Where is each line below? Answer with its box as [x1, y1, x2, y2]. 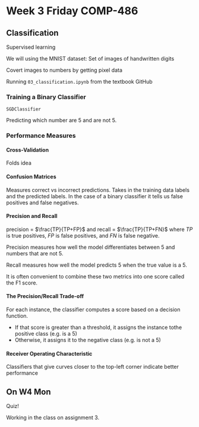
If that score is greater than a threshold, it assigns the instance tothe [14, 324, 182, 331]
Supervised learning [6, 43, 56, 50]
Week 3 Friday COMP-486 [6, 4, 138, 18]
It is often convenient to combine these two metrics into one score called [6, 273, 185, 280]
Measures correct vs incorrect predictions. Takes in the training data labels [6, 186, 190, 194]
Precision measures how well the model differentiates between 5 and [6, 243, 175, 251]
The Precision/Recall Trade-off [6, 293, 84, 300]
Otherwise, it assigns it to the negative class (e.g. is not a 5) [14, 337, 162, 344]
